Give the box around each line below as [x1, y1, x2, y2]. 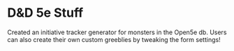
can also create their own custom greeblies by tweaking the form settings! [7, 35, 221, 43]
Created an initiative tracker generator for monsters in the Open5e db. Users [7, 28, 227, 36]
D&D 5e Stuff [7, 5, 84, 21]
